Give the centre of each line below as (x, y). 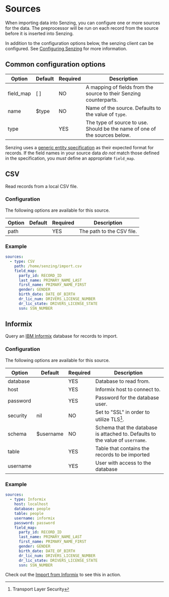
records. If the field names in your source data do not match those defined (82, 153)
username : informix (35, 518)
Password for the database (127, 397)
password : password (35, 523)
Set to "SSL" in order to (122, 412)
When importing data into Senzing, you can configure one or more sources (83, 23)
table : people (29, 513)
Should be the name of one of (121, 129)
